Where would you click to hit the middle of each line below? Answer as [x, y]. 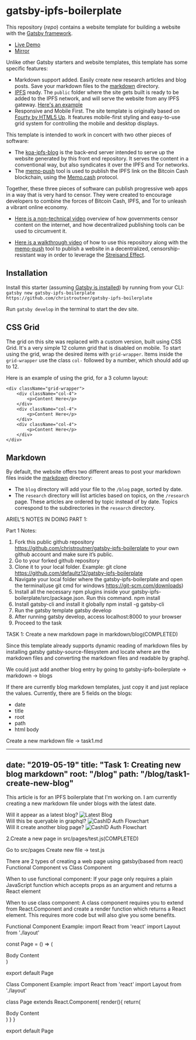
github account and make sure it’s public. [64, 554]
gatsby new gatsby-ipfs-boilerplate [50, 293]
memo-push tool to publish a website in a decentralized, [82, 248]
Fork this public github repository [54, 542]
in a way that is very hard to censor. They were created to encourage [89, 195]
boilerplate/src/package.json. [50, 598]
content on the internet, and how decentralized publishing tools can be [99, 224]
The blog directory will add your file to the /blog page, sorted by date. [98, 489]
